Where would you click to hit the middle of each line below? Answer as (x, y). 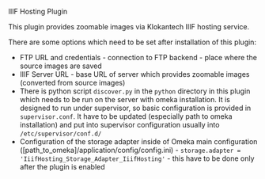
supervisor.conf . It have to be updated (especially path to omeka (126, 116)
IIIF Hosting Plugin (38, 11)
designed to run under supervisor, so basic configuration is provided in (135, 108)
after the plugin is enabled (62, 167)
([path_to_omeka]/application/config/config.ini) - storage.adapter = (130, 150)
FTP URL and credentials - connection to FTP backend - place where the (138, 57)
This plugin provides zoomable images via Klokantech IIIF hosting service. (129, 27)
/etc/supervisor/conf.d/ (61, 134)
